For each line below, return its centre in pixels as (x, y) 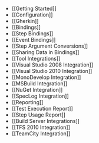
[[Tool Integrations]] (36, 59)
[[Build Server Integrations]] (45, 121)
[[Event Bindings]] (34, 40)
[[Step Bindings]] (32, 34)
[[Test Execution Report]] (42, 109)
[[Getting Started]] (34, 9)
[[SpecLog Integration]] (40, 96)
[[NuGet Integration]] (37, 90)
